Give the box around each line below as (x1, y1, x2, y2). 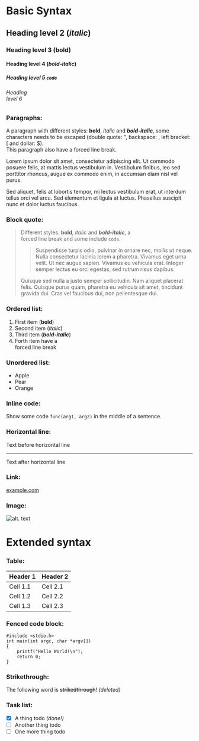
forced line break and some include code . (20, 235, 121, 242)
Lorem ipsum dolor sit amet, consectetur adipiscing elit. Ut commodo (6, 157, 175, 165)
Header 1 (9, 572, 36, 581)
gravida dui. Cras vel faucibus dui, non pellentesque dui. (20, 290, 158, 297)
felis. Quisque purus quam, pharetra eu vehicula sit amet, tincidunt (20, 283, 183, 291)
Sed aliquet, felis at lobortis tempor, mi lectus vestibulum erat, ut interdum (6, 188, 187, 196)
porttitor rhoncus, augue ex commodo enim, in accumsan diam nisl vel (6, 171, 178, 178)
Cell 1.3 (9, 601, 31, 610)
